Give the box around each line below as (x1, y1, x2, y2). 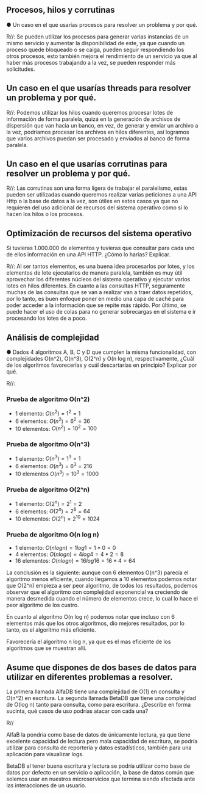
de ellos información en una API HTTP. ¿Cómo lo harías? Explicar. (6, 251, 171, 258)
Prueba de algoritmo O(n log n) (6, 530, 99, 539)
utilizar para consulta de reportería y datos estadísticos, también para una (6, 744, 192, 751)
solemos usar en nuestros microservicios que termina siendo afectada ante (6, 775, 195, 782)
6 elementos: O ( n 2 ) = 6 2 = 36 (15, 416, 90, 425)
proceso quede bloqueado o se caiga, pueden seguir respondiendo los (6, 46, 185, 53)
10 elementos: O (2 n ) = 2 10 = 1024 (15, 514, 100, 522)
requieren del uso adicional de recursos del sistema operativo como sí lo (6, 204, 189, 211)
